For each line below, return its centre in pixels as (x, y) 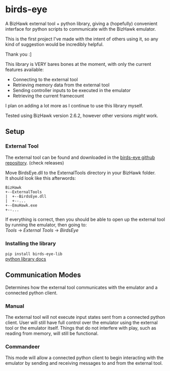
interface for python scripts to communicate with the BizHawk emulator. (81, 29)
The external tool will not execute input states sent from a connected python (85, 317)
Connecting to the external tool (45, 79)
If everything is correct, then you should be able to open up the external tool (85, 219)
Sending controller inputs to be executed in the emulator (72, 90)
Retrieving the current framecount (48, 96)
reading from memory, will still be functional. (52, 334)
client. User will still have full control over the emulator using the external (81, 322)
